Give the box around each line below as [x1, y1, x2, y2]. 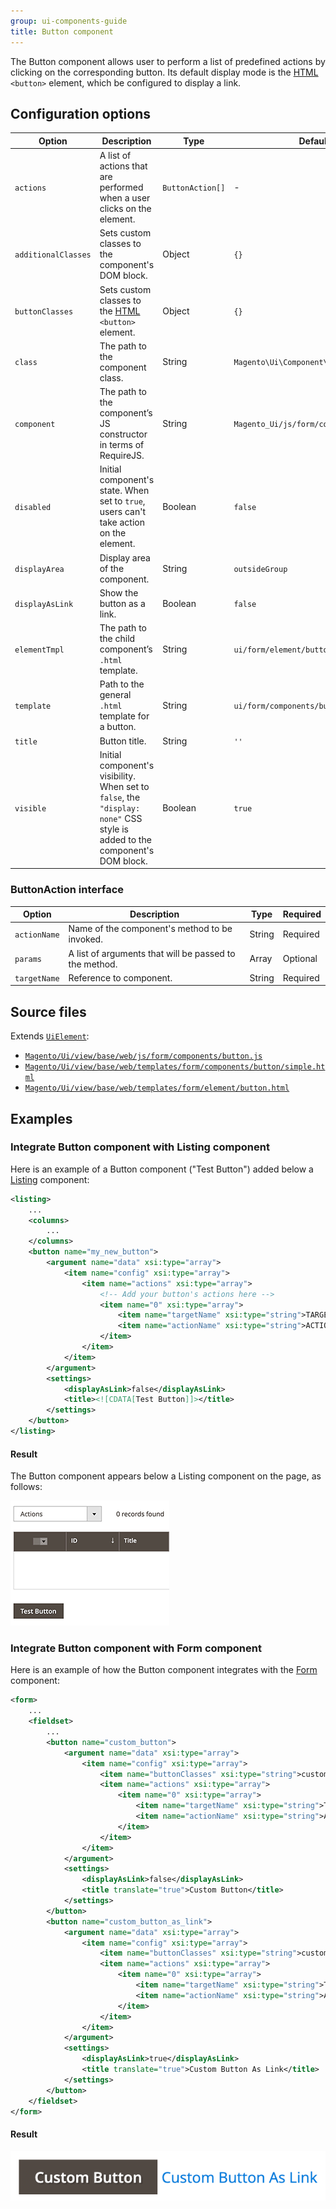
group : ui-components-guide [10, 16, 128, 26]
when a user [99, 192, 151, 204]
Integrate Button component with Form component [10, 1641, 262, 1655]
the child [99, 633, 136, 645]
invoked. [68, 933, 103, 945]
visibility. [99, 770, 136, 782]
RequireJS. [99, 450, 145, 462]
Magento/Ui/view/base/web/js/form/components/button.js [24, 1051, 263, 1062]
